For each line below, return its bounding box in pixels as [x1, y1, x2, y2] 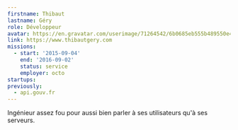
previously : [7, 83, 42, 90]
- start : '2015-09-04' [13, 50, 81, 57]
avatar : [7, 30, 30, 37]
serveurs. [7, 116, 35, 124]
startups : [7, 76, 37, 83]
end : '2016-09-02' [20, 57, 74, 64]
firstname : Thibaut [7, 10, 65, 18]
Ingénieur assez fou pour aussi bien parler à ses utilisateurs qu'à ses [7, 109, 208, 117]
